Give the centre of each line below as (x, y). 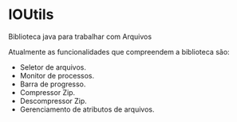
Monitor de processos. (57, 75)
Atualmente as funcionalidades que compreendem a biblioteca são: (119, 51)
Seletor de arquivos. (53, 67)
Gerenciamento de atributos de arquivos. (87, 109)
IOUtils (31, 15)
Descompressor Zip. (53, 101)
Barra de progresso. (53, 84)
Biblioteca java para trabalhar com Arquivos (80, 36)
